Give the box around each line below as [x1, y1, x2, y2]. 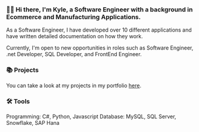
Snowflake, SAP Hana [6, 119, 60, 126]
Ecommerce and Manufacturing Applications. [6, 13, 141, 21]
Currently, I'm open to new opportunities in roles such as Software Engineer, [6, 44, 194, 51]
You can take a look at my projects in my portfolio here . [6, 82, 142, 89]
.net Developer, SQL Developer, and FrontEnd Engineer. [6, 51, 142, 58]
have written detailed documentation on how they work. [6, 33, 143, 40]
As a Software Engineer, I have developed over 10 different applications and [6, 26, 192, 33]
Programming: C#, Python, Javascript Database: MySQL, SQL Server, [6, 113, 177, 120]
